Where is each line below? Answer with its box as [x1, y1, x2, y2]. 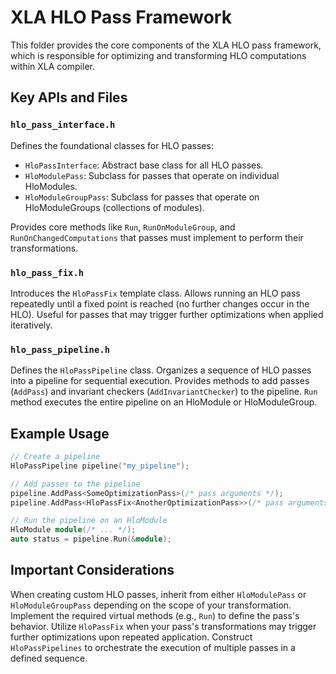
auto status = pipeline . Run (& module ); [10, 534, 172, 545]
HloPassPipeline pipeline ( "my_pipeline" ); [10, 461, 190, 471]
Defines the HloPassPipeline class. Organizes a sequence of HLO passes [10, 364, 312, 376]
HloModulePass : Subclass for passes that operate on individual [24, 169, 280, 181]
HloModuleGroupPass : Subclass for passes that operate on [24, 191, 260, 203]
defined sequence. [10, 652, 88, 664]
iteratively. [10, 319, 53, 331]
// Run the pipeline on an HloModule [10, 516, 168, 526]
